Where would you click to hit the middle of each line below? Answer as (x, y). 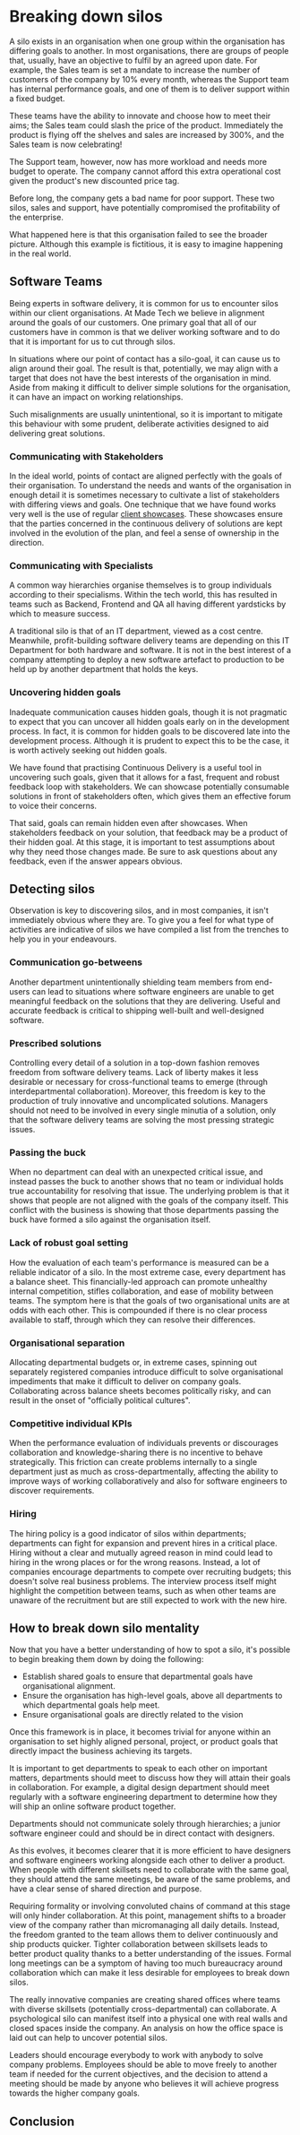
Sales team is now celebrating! (66, 144)
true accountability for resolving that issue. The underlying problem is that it (149, 1191)
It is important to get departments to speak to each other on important (138, 1769)
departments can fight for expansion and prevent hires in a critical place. (143, 1543)
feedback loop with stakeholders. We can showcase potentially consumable (149, 787)
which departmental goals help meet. (91, 1705)
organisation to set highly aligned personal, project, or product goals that (144, 1742)
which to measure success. (60, 614)
